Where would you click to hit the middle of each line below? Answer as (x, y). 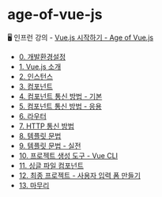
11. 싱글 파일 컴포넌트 (51, 165)
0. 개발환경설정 (42, 56)
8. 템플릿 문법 (40, 135)
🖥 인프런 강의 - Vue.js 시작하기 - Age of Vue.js (81, 37)
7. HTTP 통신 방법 (46, 126)
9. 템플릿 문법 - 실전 (50, 146)
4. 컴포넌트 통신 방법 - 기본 (60, 96)
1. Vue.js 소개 (40, 66)
